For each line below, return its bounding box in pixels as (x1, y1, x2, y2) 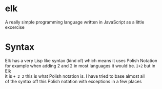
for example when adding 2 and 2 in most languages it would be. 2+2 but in (5, 63, 156, 68)
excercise (5, 24, 25, 30)
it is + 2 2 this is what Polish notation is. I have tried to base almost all (5, 73, 145, 79)
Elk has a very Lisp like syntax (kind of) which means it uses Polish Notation (5, 57, 158, 64)
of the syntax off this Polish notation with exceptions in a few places (5, 78, 142, 84)
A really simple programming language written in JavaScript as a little (5, 19, 144, 25)
